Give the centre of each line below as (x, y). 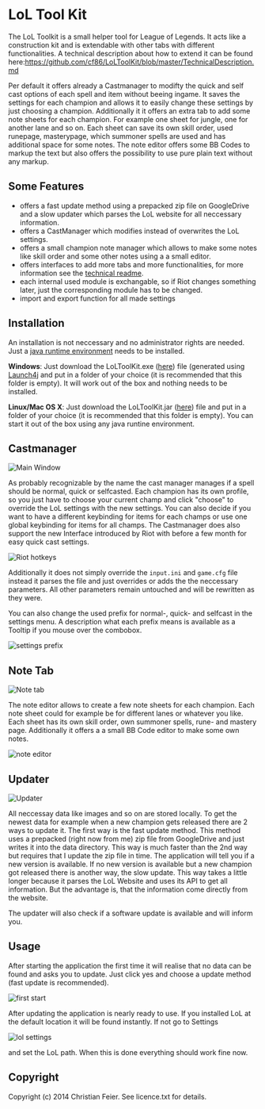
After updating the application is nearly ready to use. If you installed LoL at (130, 1013)
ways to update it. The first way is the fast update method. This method (125, 830)
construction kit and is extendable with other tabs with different (112, 44)
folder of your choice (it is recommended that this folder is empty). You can (131, 415)
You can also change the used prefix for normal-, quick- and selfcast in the (131, 613)
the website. (28, 898)
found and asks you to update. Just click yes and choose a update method (130, 974)
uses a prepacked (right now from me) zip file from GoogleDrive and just (127, 839)
